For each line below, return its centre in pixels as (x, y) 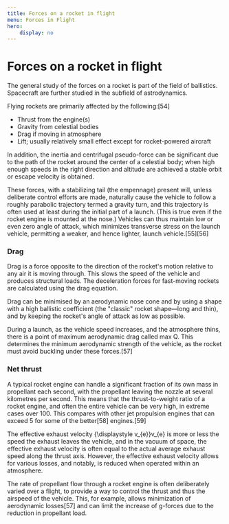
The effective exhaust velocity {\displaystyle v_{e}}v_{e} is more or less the (113, 434)
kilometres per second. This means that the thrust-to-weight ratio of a (106, 398)
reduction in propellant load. (47, 513)
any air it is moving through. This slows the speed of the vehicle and (104, 274)
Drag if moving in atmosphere (59, 134)
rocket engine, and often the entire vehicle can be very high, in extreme (108, 406)
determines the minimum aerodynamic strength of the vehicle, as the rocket (115, 344)
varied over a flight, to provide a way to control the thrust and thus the (106, 491)
